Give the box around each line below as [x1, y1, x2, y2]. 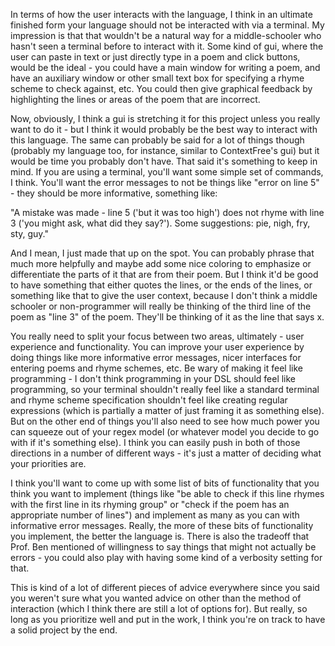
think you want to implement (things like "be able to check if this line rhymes [10, 488, 325, 499]
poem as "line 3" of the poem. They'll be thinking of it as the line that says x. [10, 311, 325, 323]
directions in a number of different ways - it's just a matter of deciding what [10, 447, 322, 459]
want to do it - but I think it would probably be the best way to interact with [10, 124, 318, 135]
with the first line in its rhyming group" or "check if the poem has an [10, 499, 290, 510]
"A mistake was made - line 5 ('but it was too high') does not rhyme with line [10, 207, 325, 218]
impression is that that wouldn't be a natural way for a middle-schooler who [10, 30, 322, 41]
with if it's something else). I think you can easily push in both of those [10, 437, 301, 448]
